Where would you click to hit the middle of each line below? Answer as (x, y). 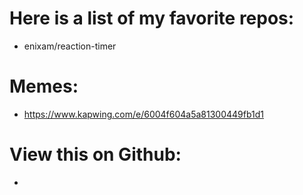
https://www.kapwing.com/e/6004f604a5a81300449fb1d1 (144, 114)
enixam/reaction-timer (70, 46)
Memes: (44, 86)
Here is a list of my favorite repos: (152, 18)
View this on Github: (95, 154)
